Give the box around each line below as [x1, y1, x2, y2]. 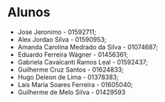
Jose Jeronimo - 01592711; [17, 28, 97, 36]
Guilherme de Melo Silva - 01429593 [17, 88, 126, 96]
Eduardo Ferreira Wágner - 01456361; [17, 50, 129, 59]
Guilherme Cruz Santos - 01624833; [17, 65, 124, 74]
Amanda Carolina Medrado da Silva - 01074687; [17, 42, 159, 51]
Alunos [7, 4, 51, 21]
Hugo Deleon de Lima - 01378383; [17, 72, 119, 81]
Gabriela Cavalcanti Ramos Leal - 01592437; [17, 57, 148, 66]
